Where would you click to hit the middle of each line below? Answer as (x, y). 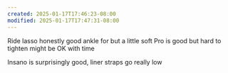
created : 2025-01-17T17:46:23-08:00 (62, 14)
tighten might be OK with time (51, 48)
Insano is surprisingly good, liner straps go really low (85, 62)
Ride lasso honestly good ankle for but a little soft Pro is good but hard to (114, 40)
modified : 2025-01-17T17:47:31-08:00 (63, 21)
